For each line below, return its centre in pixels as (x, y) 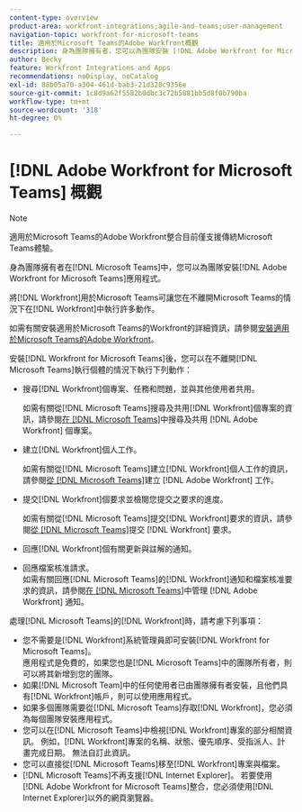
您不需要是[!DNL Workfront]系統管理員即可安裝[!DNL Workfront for (146, 640)
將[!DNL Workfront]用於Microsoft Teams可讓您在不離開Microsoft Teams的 (147, 297)
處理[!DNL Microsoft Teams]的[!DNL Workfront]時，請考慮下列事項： (136, 621)
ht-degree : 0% (36, 118)
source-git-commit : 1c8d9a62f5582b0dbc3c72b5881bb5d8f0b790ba (128, 93)
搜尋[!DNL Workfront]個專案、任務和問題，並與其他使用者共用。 (141, 389)
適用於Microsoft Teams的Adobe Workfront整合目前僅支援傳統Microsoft (141, 237)
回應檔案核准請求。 (58, 568)
